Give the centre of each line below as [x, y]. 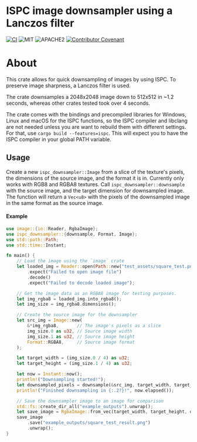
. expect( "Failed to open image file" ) [74, 272]
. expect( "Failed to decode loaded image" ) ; [81, 283]
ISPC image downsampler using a [89, 11]
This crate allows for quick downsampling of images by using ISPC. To [91, 79]
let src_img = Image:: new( [50, 320]
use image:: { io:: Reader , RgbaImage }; [52, 229]
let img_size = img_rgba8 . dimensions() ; [67, 304]
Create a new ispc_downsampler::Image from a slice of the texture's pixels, [96, 172]
